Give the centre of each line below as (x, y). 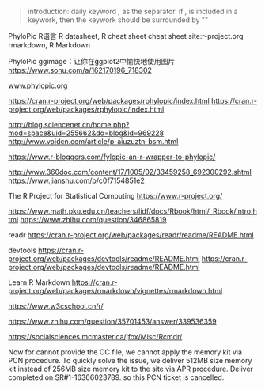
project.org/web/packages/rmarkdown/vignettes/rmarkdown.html (115, 291)
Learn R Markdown (39, 282)
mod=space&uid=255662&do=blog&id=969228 (86, 133)
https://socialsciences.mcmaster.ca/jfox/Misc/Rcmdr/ (95, 337)
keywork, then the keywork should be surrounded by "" (118, 20)
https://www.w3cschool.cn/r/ (56, 306)
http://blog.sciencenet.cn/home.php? (69, 125)
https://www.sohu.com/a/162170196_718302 (80, 70)
